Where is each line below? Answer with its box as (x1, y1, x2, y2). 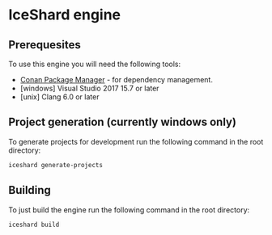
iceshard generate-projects (8, 161, 104, 169)
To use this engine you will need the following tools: (8, 59, 181, 69)
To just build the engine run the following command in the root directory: (8, 204, 250, 215)
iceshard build (8, 220, 60, 229)
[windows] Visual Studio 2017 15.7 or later (19, 83, 159, 93)
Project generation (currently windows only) (8, 115, 237, 129)
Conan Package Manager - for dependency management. (19, 75, 213, 84)
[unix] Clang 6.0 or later (19, 92, 100, 102)
